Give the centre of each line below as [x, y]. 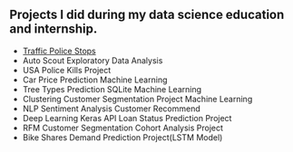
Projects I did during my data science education [147, 15]
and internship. [54, 29]
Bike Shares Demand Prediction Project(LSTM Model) [122, 137]
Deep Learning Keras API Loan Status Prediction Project [127, 118]
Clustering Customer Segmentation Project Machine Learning [137, 99]
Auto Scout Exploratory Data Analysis [93, 60]
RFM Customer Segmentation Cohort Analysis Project [123, 128]
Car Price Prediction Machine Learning [95, 80]
